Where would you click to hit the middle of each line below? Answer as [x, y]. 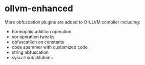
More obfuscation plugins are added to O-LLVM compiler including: [72, 22]
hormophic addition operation [41, 31]
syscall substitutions [32, 57]
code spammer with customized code [50, 47]
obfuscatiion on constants [38, 42]
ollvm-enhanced [39, 9]
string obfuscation [30, 52]
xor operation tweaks [33, 37]
